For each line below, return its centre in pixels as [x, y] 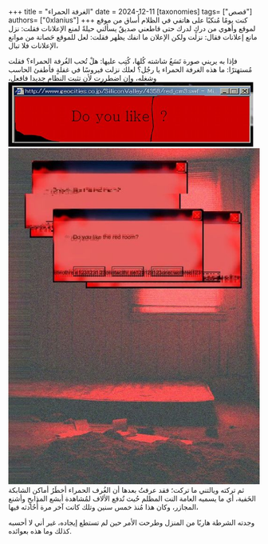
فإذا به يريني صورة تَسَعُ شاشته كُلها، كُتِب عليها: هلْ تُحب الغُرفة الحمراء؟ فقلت [123, 61]
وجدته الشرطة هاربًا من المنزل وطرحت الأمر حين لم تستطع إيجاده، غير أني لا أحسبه [132, 522]
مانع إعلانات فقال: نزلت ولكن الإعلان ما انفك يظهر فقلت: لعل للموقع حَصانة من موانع [133, 37]
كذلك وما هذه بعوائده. [40, 531]
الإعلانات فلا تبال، [33, 46]
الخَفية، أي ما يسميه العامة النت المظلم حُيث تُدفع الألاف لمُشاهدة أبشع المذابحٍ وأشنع [132, 498]
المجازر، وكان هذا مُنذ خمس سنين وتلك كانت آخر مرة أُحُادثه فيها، [104, 507]
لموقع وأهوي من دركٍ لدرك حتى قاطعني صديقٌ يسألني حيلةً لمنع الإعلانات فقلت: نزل [132, 28]
